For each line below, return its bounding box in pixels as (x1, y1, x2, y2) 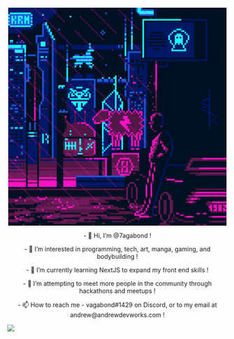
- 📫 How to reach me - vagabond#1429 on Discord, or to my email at (17, 301, 218, 309)
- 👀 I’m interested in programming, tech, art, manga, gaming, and (24, 245, 211, 253)
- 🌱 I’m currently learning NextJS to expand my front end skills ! (26, 266, 209, 274)
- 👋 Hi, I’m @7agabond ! (83, 232, 152, 239)
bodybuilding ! (96, 253, 138, 260)
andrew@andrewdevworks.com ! (69, 311, 166, 319)
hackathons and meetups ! (79, 287, 156, 295)
